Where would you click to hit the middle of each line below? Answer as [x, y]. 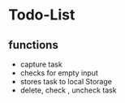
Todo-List [42, 15]
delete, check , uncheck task [68, 90]
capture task [41, 64]
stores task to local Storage [66, 82]
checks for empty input [59, 73]
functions [33, 45]
